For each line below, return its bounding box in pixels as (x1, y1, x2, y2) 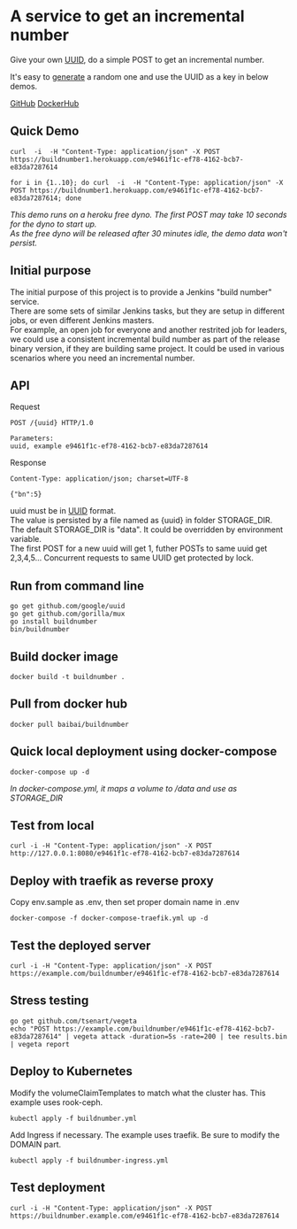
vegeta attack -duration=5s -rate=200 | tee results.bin (72, 1032, 288, 1041)
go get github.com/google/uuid (10, 602, 126, 611)
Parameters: (10, 434, 54, 444)
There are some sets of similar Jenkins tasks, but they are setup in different (10, 305, 286, 316)
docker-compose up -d (10, 768, 90, 777)
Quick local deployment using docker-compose (10, 744, 278, 759)
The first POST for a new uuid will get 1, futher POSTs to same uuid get (10, 543, 268, 554)
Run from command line (10, 578, 145, 593)
